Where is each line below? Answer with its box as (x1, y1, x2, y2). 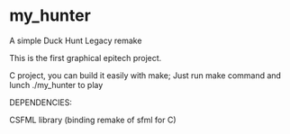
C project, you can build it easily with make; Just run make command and (9, 69, 282, 81)
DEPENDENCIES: (9, 96, 72, 108)
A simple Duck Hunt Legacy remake (9, 35, 142, 46)
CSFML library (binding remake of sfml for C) (9, 114, 177, 125)
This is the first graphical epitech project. (9, 52, 162, 63)
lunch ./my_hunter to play (9, 79, 104, 90)
